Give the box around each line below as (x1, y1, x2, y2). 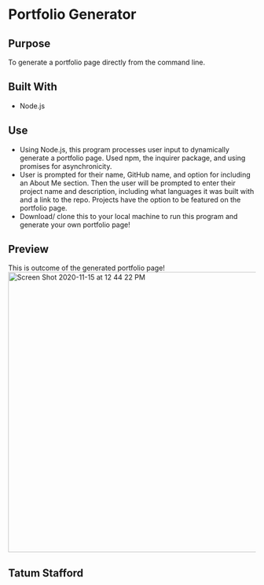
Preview (8, 243, 49, 256)
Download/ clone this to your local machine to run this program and (19, 211, 238, 221)
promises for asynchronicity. (19, 161, 112, 170)
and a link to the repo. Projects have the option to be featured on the (19, 195, 241, 204)
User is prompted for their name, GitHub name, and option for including (19, 170, 251, 179)
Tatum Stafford (8, 566, 84, 580)
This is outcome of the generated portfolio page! (8, 263, 165, 272)
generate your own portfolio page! (19, 220, 131, 229)
